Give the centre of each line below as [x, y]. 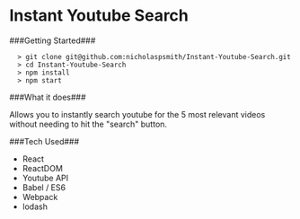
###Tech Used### [44, 141]
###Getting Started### [53, 40]
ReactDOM [42, 168]
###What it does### [48, 97]
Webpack [40, 197]
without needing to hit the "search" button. [88, 124]
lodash [35, 206]
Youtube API [45, 178]
